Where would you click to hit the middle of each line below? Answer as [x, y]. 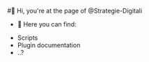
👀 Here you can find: [47, 24]
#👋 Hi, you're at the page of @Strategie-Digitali [75, 11]
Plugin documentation [49, 45]
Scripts [28, 38]
